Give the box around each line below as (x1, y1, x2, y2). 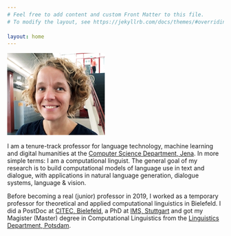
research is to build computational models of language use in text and (7, 164, 205, 173)
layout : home (7, 33, 45, 40)
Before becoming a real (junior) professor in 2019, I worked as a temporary (7, 192, 219, 200)
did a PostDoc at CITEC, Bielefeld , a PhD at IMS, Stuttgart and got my (7, 207, 203, 215)
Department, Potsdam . (7, 222, 71, 230)
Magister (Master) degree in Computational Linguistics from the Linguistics (7, 214, 219, 222)
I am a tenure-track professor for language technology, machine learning (7, 142, 214, 150)
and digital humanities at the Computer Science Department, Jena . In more (7, 149, 219, 158)
